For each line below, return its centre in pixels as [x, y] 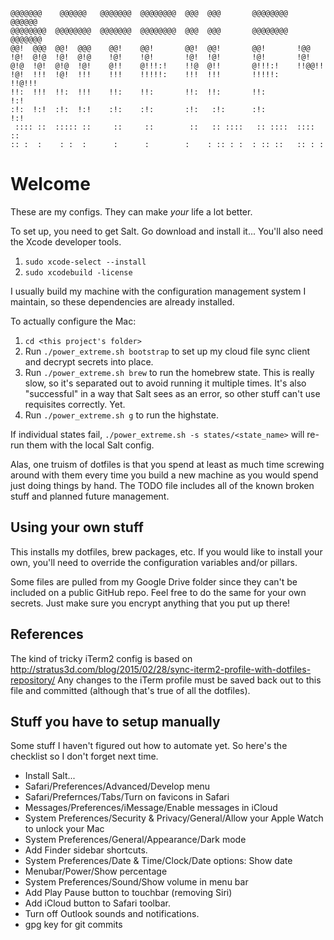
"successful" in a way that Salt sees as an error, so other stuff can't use [172, 393]
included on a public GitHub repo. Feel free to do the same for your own [158, 592]
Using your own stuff [77, 527]
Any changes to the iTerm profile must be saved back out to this [189, 680]
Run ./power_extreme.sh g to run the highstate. [121, 415]
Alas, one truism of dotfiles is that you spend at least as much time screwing [167, 464]
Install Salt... [50, 776]
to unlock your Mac [64, 829]
